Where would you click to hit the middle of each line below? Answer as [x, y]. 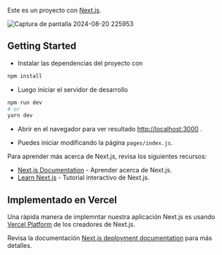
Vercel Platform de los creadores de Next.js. [71, 225]
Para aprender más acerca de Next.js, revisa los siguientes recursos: [107, 156]
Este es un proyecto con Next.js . [54, 10]
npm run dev [25, 102]
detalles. [20, 246]
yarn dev [20, 116]
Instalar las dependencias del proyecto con [80, 63]
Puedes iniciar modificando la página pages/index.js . [95, 143]
